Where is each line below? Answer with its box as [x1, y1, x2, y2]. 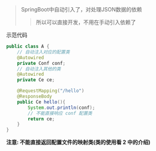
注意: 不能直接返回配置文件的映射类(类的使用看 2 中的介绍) [6, 138, 151, 146]
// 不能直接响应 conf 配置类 [28, 110, 92, 116]
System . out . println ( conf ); [28, 105, 95, 111]
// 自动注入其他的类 [17, 66, 61, 72]
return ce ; [28, 116, 55, 122]
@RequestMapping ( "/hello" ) [17, 88, 85, 94]
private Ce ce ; [17, 77, 55, 83]
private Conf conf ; [17, 60, 66, 66]
